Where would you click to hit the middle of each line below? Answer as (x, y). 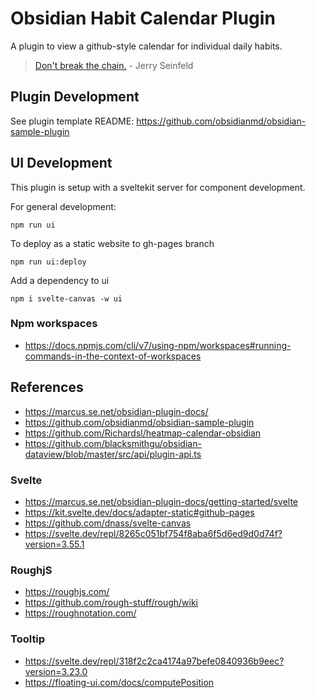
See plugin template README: (72, 121)
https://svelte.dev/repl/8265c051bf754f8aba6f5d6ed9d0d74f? (153, 533)
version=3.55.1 (54, 544)
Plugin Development (75, 97)
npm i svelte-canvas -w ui (66, 298)
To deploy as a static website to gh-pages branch (112, 243)
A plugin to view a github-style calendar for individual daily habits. (146, 46)
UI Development (61, 163)
